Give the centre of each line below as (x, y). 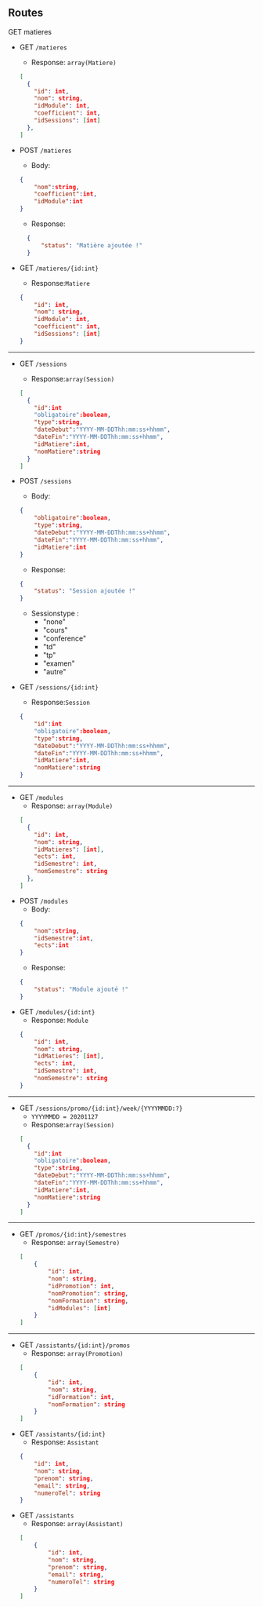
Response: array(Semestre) (76, 1243)
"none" (54, 622)
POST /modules (44, 900)
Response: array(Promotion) (77, 1353)
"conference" (65, 638)
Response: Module (59, 1020)
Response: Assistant (65, 1442)
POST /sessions (45, 481)
